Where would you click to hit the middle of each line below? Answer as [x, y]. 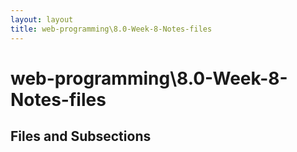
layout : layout [42, 19]
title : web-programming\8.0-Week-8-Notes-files [111, 29]
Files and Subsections [81, 136]
